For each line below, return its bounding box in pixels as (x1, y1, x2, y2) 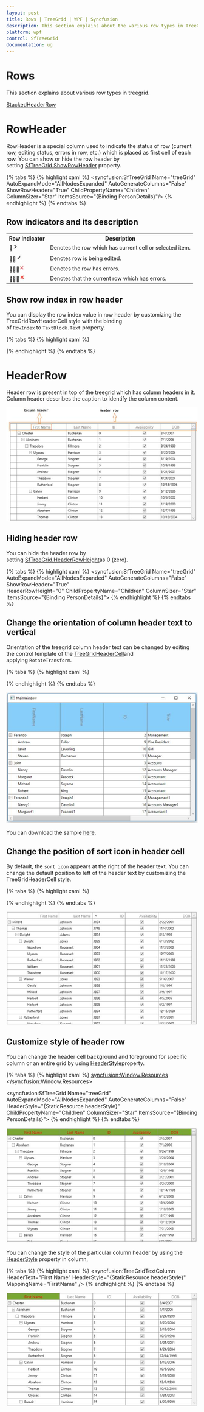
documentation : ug (6, 42, 53, 48)
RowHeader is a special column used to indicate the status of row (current (6, 142, 192, 149)
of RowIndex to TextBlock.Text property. (6, 323, 106, 331)
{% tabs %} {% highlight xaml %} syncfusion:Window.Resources (6, 1071, 168, 1078)
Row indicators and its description (6, 217, 138, 228)
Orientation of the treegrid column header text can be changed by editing (6, 643, 190, 651)
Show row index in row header (6, 295, 123, 305)
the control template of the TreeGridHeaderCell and (6, 650, 134, 657)
